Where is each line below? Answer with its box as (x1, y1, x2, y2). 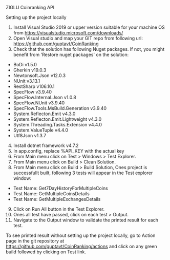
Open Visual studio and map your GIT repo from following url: (13, 35, 143, 41)
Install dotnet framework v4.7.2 (13, 142, 79, 148)
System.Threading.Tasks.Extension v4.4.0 (13, 122, 102, 127)
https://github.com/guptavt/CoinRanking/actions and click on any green (6, 244, 158, 249)
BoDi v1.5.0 (13, 62, 37, 67)
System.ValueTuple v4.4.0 (13, 127, 69, 133)
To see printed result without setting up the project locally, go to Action (6, 232, 156, 238)
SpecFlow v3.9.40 (13, 89, 52, 95)
